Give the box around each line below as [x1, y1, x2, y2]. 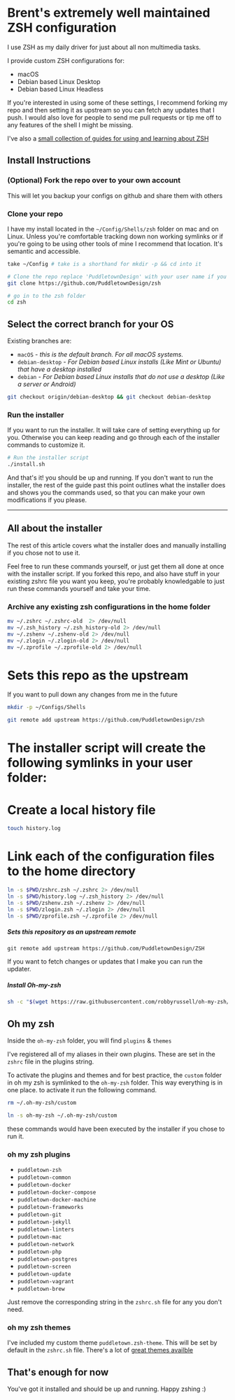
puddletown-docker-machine [17, 1197, 97, 1203]
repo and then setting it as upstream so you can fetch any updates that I [7, 106, 215, 114]
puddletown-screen [17, 1264, 71, 1271]
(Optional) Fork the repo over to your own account [7, 176, 180, 185]
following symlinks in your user [7, 755, 193, 771]
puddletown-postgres [17, 1256, 78, 1263]
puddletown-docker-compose [17, 1189, 97, 1197]
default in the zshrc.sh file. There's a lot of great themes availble [7, 1346, 194, 1355]
